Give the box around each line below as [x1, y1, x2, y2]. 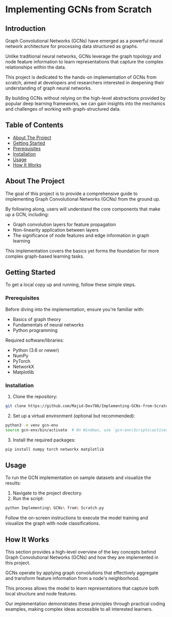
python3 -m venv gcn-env [5, 422, 58, 428]
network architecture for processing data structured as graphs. [5, 43, 138, 49]
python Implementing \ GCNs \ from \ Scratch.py [5, 505, 104, 510]
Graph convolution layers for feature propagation [12, 221, 116, 227]
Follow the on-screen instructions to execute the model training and [5, 515, 148, 521]
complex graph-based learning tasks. [5, 253, 84, 259]
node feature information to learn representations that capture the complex [5, 59, 164, 65]
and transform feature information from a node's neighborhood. [5, 575, 140, 581]
